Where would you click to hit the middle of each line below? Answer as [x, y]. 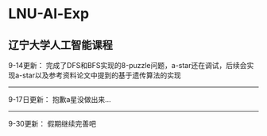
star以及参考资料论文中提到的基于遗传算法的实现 [102, 75]
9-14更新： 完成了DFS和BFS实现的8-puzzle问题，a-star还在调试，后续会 [128, 65]
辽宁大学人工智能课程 [60, 45]
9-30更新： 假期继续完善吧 [52, 124]
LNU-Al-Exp [49, 14]
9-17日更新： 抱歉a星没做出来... [60, 99]
